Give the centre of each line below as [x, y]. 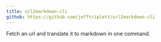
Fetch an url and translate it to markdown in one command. [78, 33]
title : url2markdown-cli [37, 11]
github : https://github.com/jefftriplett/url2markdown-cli [81, 17]
